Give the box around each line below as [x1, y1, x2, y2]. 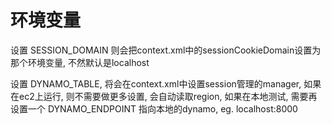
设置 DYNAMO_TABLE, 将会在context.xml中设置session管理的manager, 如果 [10, 77, 322, 90]
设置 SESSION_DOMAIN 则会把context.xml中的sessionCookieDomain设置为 [10, 44, 322, 56]
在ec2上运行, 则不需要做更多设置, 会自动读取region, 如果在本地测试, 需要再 [10, 90, 318, 102]
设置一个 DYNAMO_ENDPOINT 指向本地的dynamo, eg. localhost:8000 [10, 102, 298, 115]
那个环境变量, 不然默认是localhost [10, 56, 150, 68]
